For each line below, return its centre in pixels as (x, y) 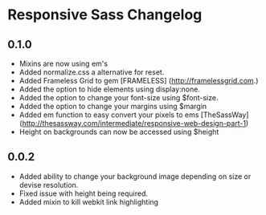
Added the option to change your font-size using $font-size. (119, 97)
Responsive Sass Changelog (105, 15)
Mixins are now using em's (63, 63)
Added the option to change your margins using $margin (113, 106)
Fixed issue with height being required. (84, 193)
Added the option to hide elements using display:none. (109, 89)
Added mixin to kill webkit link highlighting (88, 201)
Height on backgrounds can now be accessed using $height (119, 132)
